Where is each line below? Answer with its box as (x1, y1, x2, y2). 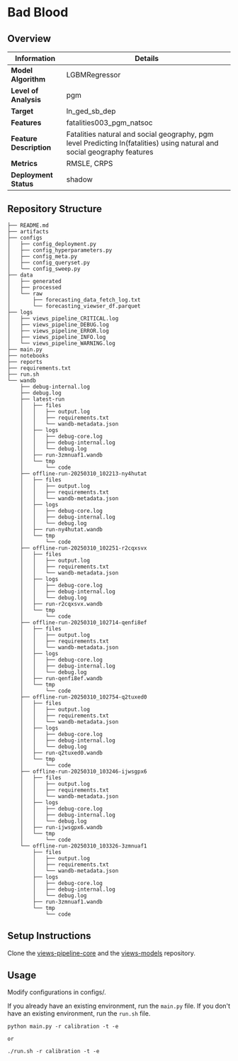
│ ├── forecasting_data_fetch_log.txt (7, 296, 141, 304)
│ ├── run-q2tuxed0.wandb (20, 749, 103, 756)
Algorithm (11, 74, 46, 84)
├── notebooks (7, 352, 50, 359)
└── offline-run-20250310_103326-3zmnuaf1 (20, 842, 147, 850)
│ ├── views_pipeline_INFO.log (7, 333, 106, 340)
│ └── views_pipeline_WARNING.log (7, 340, 115, 347)
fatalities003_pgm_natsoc (66, 118, 153, 128)
